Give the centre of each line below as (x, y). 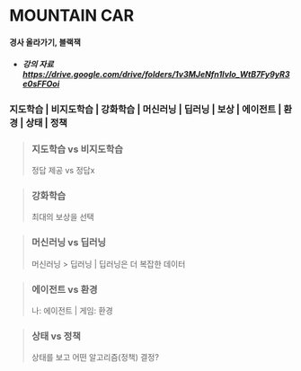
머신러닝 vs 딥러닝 (68, 243)
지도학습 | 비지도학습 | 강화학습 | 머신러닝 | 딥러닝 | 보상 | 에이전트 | (146, 109)
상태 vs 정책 (56, 336)
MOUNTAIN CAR (72, 16)
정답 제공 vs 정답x (63, 171)
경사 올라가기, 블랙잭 (45, 42)
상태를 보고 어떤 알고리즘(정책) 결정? (95, 358)
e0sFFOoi (41, 84)
